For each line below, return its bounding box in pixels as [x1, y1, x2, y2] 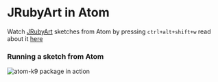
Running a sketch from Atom [7, 51, 104, 61]
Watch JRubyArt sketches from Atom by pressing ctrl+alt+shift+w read [7, 27, 211, 36]
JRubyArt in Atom [7, 5, 110, 20]
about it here [7, 34, 43, 42]
